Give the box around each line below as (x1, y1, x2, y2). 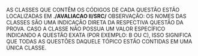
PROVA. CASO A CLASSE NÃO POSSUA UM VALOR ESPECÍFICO (6, 25, 166, 32)
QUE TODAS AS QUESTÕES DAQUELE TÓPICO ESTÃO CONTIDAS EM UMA (6, 38, 193, 45)
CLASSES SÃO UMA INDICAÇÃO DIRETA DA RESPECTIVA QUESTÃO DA (6, 19, 184, 26)
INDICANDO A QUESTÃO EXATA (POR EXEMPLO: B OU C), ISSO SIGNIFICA (6, 32, 192, 39)
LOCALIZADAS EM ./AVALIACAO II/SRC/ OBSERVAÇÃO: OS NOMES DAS (6, 13, 187, 20)
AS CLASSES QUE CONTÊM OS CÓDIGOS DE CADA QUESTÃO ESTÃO (6, 7, 180, 13)
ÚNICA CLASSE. (6, 44, 47, 51)
